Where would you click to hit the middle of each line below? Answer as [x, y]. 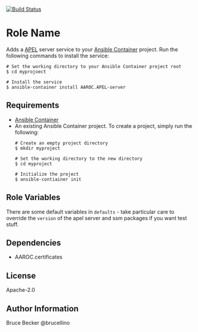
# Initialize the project [47, 174]
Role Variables [33, 197]
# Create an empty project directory [61, 143]
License [21, 275]
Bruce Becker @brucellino [38, 323]
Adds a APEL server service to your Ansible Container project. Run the [92, 49]
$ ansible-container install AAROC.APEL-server [66, 87]
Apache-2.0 [21, 290]
